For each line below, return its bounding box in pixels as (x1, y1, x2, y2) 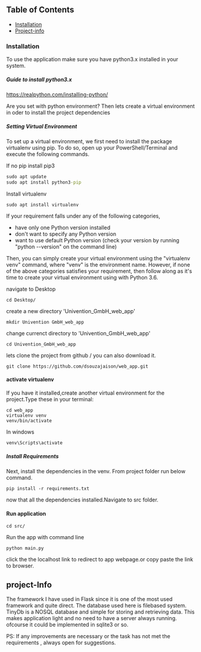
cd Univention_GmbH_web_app (6, 341, 77, 347)
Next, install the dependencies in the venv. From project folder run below (6, 467, 185, 474)
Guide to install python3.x (6, 76, 72, 83)
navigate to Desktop (6, 285, 56, 293)
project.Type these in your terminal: (6, 396, 94, 402)
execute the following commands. (6, 151, 90, 158)
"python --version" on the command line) (14, 243, 117, 250)
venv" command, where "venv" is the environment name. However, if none (6, 261, 190, 268)
